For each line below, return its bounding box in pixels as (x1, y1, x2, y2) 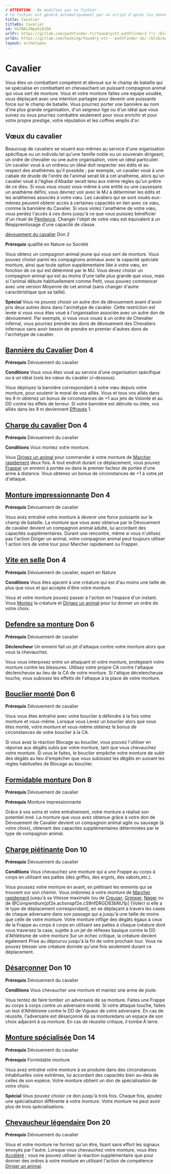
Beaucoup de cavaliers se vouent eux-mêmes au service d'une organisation (5, 146, 165, 152)
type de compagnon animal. (5, 831, 64, 837)
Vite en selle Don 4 (5, 556, 66, 564)
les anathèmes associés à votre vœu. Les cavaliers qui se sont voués (5, 194, 151, 200)
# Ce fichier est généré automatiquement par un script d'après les (5, 12, 154, 17)
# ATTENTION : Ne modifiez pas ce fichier (5, 7, 97, 13)
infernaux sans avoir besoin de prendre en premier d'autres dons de (5, 325, 149, 332)
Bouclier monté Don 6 (5, 690, 75, 698)
